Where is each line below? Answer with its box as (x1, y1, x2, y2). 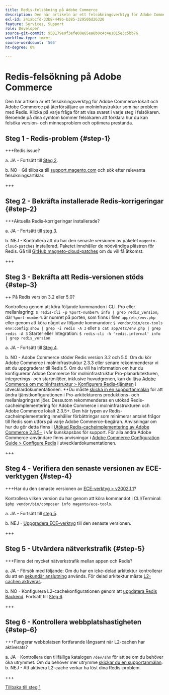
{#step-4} (40, 472, 72, 481)
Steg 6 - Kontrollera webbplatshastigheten (5, 618, 142, 627)
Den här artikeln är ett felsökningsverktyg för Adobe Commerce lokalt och (5, 98, 158, 104)
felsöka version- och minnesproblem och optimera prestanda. (5, 119, 133, 126)
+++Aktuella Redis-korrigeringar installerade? (5, 218, 100, 224)
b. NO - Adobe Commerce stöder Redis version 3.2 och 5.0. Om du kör (5, 355, 152, 360)
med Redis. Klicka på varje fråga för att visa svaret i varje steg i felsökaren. (5, 109, 160, 115)
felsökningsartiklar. (5, 172, 45, 179)
